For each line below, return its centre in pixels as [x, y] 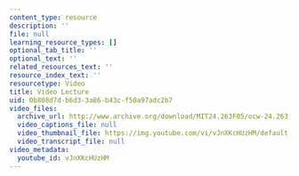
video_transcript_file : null [71, 141]
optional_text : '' [43, 59]
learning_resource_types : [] [63, 42]
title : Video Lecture [49, 92]
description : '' [39, 26]
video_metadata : [39, 149]
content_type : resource [53, 17]
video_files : [33, 108]
